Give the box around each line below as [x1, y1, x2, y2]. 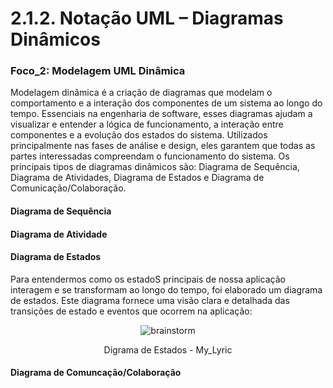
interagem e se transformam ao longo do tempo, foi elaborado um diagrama [10, 283, 323, 296]
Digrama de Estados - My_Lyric [103, 343, 233, 356]
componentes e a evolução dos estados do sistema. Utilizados [10, 129, 268, 141]
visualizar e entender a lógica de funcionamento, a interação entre [10, 118, 284, 131]
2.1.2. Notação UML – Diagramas [10, 7, 284, 30]
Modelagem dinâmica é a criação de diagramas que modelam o [10, 87, 273, 99]
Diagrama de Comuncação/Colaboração [10, 367, 182, 379]
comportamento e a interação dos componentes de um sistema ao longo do [10, 97, 323, 109]
